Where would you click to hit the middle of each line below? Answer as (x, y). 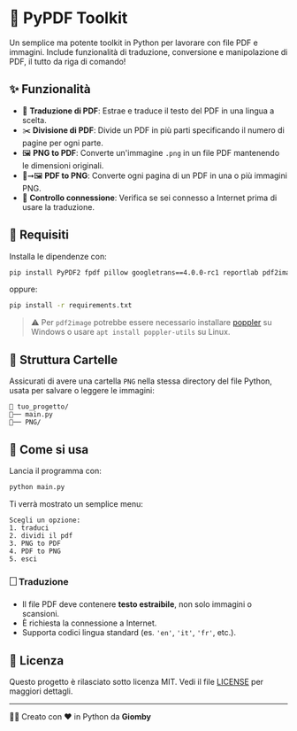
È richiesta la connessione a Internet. (89, 623)
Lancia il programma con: (55, 470)
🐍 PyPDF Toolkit (69, 18)
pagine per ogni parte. (62, 143)
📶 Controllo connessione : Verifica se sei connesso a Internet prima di (149, 198)
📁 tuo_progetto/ (39, 407)
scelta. (34, 120)
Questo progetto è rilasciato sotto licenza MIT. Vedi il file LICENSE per (136, 681)
